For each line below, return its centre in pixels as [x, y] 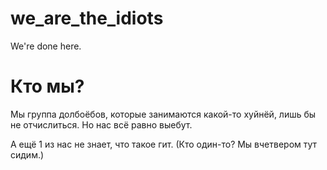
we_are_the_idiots [87, 18]
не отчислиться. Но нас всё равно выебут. [101, 124]
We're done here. [46, 46]
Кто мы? [47, 86]
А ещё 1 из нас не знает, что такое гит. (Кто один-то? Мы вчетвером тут [164, 144]
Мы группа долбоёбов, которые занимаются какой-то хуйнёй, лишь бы [163, 114]
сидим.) [27, 154]
